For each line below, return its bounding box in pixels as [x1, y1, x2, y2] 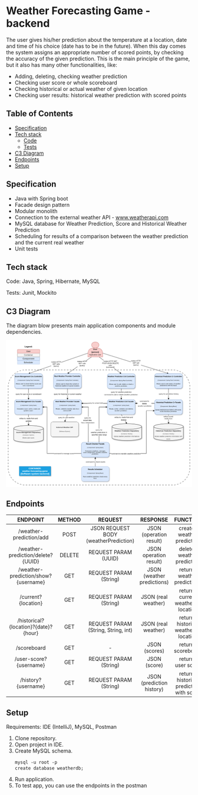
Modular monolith [14, 207, 58, 214]
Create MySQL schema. [14, 747, 72, 754]
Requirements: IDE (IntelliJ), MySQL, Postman [6, 723, 117, 730]
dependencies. [6, 328, 42, 335]
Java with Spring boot [14, 195, 68, 202]
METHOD [58, 516, 81, 523]
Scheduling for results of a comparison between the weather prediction [14, 232, 189, 240]
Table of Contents [6, 109, 74, 119]
